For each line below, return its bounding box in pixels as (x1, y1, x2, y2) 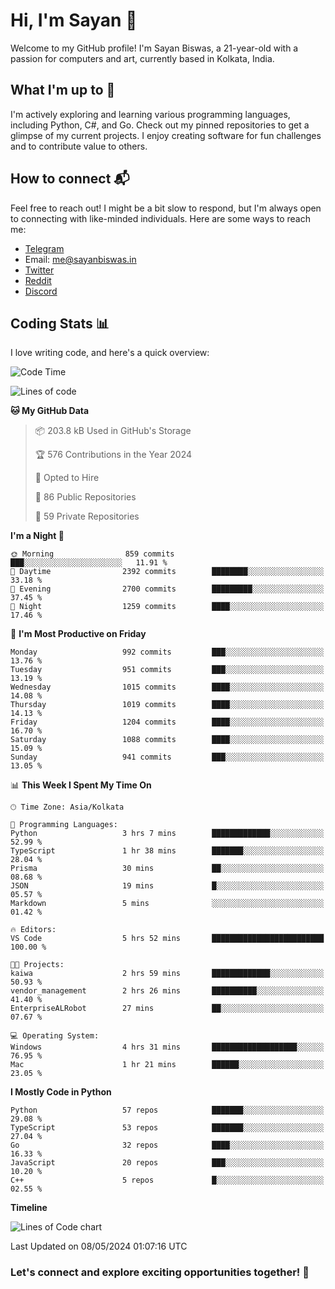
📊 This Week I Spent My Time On (10, 779, 152, 791)
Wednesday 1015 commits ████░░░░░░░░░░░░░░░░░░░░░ (10, 682, 325, 693)
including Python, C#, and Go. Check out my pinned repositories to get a (10, 119, 310, 131)
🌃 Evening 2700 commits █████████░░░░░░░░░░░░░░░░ (10, 584, 325, 594)
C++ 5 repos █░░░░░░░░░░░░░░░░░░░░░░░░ (10, 1175, 325, 1186)
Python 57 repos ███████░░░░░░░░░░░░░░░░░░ (10, 1105, 325, 1116)
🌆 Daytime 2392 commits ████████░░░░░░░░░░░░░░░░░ (10, 567, 325, 577)
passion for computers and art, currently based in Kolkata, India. (10, 52, 275, 64)
